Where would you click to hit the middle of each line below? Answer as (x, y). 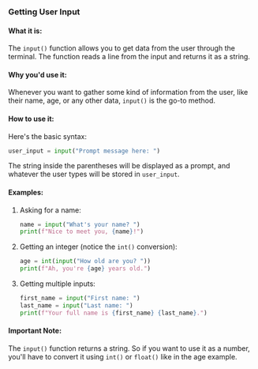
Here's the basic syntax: (48, 136)
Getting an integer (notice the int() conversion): (98, 247)
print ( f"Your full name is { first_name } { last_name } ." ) (113, 313)
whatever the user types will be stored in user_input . (94, 174)
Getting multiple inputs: (58, 284)
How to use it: (31, 119)
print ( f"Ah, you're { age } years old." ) (85, 269)
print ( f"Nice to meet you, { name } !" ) (82, 232)
